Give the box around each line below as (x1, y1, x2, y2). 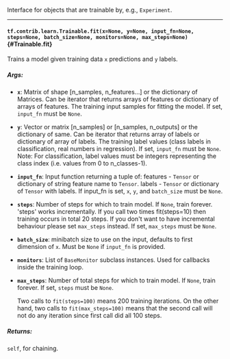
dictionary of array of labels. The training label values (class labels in (16, 137, 211, 146)
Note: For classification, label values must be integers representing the (16, 152, 217, 160)
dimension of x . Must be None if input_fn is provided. (16, 243, 166, 251)
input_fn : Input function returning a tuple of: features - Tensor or (16, 172, 200, 181)
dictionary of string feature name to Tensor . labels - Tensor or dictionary (16, 180, 220, 188)
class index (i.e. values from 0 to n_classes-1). (16, 159, 147, 168)
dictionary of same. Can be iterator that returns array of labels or (16, 130, 200, 139)
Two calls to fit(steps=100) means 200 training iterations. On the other (16, 297, 219, 305)
